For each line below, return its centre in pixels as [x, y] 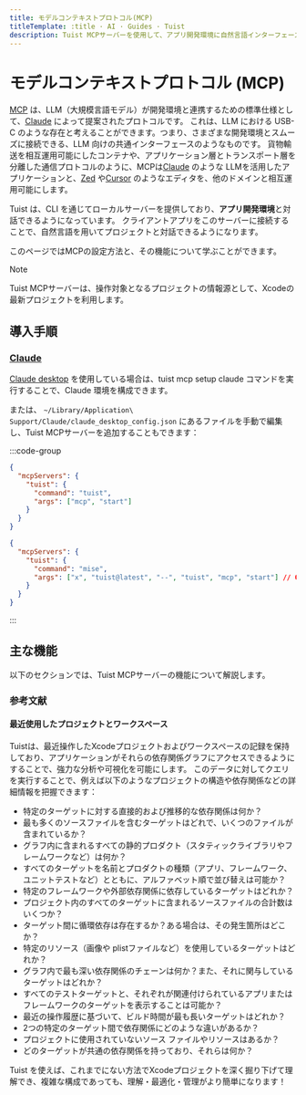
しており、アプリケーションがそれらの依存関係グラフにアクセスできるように [153, 757]
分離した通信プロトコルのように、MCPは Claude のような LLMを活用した [146, 167]
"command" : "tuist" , [72, 493]
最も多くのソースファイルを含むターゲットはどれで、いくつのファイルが [158, 822]
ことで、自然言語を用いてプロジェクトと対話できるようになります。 [136, 232]
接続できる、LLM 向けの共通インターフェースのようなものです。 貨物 [154, 144]
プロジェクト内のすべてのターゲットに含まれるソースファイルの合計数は [158, 902]
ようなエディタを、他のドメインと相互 [213, 178]
